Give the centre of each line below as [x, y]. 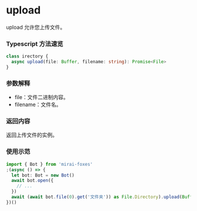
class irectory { [27, 56]
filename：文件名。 [38, 105]
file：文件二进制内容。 [41, 97]
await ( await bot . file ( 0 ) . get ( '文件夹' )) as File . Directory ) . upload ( [97, 197]
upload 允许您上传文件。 [36, 27]
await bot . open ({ [33, 181]
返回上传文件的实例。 [32, 135]
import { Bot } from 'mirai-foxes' [50, 164]
